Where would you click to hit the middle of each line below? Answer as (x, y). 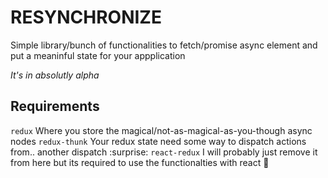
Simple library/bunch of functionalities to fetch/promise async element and (164, 45)
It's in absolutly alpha (55, 75)
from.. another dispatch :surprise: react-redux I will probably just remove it (164, 152)
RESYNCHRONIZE (86, 17)
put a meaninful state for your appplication (98, 55)
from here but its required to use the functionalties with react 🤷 (140, 162)
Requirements (55, 106)
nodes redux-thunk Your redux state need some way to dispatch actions (158, 141)
